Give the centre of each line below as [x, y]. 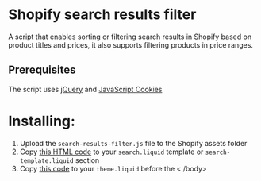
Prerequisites [42, 70]
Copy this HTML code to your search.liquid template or [111, 152]
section [87, 160]
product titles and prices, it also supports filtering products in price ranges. [131, 44]
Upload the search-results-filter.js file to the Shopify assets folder [133, 143]
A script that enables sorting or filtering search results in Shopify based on [130, 37]
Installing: [42, 121]
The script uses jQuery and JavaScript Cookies [85, 89]
